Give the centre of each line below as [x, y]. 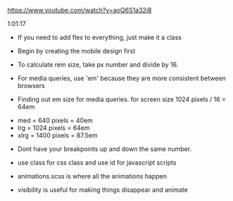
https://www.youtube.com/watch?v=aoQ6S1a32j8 [80, 10]
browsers [31, 86]
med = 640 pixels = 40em [55, 120]
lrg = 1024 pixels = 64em [53, 128]
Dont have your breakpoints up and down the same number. [105, 149]
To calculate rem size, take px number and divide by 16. [98, 65]
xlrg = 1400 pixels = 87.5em [57, 135]
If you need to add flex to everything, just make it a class [99, 37]
